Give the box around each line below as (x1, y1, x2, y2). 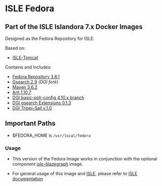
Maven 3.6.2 (12, 84, 38, 90)
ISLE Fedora (5, 3, 55, 14)
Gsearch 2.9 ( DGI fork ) (12, 79, 58, 85)
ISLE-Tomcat (12, 55, 38, 61)
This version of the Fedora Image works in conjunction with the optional (12, 156, 158, 162)
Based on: (5, 45, 26, 51)
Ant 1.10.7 (12, 90, 31, 95)
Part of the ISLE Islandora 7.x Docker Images (5, 23, 143, 31)
